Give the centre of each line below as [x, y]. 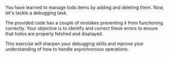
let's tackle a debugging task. [36, 13]
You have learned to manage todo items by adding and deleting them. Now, [85, 7]
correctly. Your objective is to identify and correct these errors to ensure [82, 28]
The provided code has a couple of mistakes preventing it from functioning [84, 23]
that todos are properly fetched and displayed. [54, 34]
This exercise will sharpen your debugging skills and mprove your [75, 44]
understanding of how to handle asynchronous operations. [67, 49]
